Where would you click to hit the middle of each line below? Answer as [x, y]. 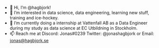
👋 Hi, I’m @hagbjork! [30, 8]
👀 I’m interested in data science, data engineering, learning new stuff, [79, 13]
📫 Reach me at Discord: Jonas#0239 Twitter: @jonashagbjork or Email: [82, 33]
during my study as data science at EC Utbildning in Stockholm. [73, 28]
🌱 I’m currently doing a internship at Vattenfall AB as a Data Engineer [79, 23]
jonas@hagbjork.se [29, 40]
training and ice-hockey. [34, 18]
